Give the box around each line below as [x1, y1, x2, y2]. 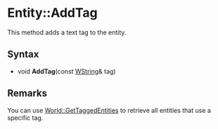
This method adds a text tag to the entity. [7, 28, 127, 36]
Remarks [7, 88, 48, 100]
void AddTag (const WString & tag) [17, 67, 116, 75]
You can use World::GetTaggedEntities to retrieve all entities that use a [7, 106, 211, 114]
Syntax [7, 48, 39, 60]
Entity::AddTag [7, 5, 98, 21]
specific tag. [7, 114, 44, 122]
